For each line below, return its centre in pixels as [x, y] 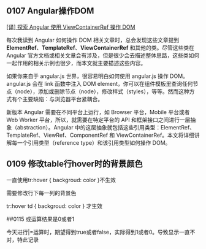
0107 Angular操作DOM [50, 11]
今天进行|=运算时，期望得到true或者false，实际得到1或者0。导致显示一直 [98, 232]
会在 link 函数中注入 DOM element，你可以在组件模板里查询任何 [113, 83]
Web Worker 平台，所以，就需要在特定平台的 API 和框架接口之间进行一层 [98, 120]
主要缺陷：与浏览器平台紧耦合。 [63, 99]
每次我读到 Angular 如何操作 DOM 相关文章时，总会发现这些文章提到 [93, 40]
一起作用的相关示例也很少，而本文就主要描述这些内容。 [76, 63]
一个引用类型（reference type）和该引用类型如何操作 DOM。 [94, 142]
